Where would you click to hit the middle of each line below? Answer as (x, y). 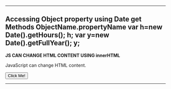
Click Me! (17, 76)
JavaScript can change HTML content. (46, 65)
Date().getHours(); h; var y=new (57, 35)
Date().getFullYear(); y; (43, 43)
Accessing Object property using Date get (73, 19)
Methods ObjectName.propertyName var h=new (84, 27)
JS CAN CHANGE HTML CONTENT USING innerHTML (63, 55)
